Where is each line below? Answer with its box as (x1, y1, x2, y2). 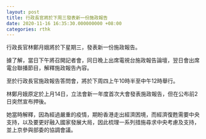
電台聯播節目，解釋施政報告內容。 (6, 64, 93, 72)
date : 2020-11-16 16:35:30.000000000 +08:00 (6, 20, 122, 26)
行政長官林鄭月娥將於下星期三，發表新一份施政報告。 (6, 43, 141, 51)
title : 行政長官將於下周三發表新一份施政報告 (6, 15, 109, 21)
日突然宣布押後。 (6, 98, 50, 105)
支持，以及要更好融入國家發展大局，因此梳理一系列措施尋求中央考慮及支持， (6, 119, 200, 126)
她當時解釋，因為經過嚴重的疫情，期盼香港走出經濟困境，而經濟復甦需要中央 (6, 111, 200, 118)
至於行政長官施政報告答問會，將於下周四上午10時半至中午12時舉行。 (6, 77, 179, 85)
